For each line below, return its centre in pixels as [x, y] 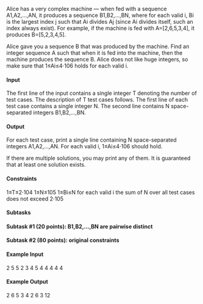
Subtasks [19, 213]
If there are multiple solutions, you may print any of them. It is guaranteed [98, 158]
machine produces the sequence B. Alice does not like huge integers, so [97, 59]
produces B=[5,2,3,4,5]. [36, 35]
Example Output [27, 282]
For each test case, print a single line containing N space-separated [91, 140]
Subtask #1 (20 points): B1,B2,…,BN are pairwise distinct [80, 226]
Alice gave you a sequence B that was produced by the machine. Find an [98, 46]
